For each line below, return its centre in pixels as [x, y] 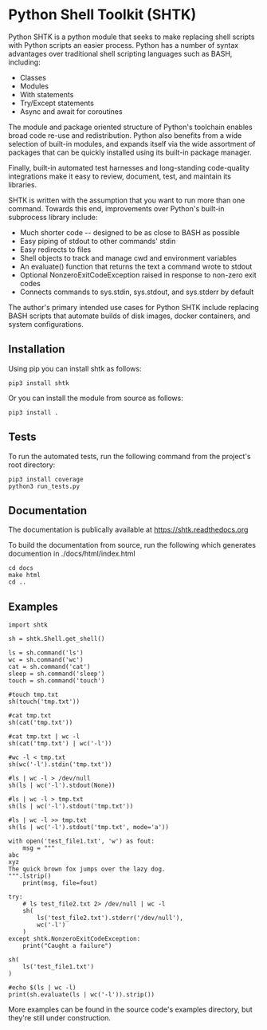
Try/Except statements [57, 103]
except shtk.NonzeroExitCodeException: [75, 939]
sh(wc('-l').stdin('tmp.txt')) [60, 765]
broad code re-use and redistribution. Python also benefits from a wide [125, 135]
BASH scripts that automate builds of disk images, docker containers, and [130, 316]
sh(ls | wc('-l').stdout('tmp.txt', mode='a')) [89, 828]
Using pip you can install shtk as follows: [75, 368]
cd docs [21, 568]
